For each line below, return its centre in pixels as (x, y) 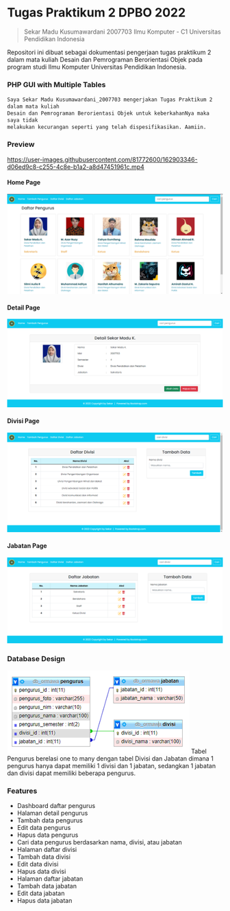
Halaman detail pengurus (52, 813)
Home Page (24, 183)
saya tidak (23, 120)
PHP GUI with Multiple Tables (56, 84)
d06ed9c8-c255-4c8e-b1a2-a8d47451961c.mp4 (76, 167)
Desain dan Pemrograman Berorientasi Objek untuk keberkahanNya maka (108, 114)
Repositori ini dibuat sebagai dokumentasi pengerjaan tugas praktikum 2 (109, 52)
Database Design (36, 659)
